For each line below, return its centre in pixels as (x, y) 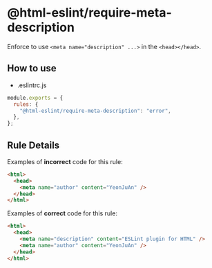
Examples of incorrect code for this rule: (65, 161)
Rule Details (33, 145)
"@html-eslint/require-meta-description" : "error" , (95, 111)
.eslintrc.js (32, 85)
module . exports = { (35, 98)
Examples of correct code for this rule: (62, 213)
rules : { (26, 104)
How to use (32, 68)
